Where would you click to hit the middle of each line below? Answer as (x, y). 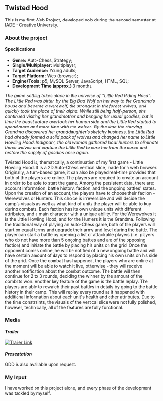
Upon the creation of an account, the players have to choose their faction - (80, 193)
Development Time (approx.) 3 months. (53, 86)
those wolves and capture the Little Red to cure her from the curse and (76, 147)
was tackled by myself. (28, 393)
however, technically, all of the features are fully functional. (64, 307)
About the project (26, 38)
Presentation (18, 354)
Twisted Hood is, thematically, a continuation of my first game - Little (74, 162)
